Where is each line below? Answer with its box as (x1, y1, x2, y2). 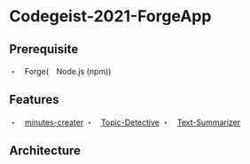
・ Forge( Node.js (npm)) (9, 66, 112, 76)
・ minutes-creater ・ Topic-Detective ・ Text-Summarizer (9, 117, 241, 128)
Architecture (9, 144, 82, 159)
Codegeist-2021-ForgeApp (9, 6, 212, 27)
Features (9, 92, 59, 107)
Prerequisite (9, 42, 79, 57)
